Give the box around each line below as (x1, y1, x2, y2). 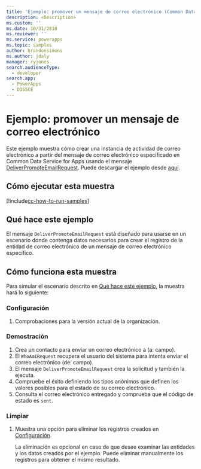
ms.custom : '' (6, 20, 42, 26)
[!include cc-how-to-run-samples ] (6, 197, 90, 204)
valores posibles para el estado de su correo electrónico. (14, 384, 156, 391)
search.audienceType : (6, 64, 60, 71)
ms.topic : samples (6, 42, 52, 48)
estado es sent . (14, 397, 53, 404)
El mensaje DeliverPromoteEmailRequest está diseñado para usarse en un (6, 230, 187, 237)
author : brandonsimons (6, 48, 63, 54)
